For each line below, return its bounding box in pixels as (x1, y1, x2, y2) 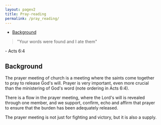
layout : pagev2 (5, 7, 36, 12)
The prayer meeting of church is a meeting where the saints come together (5, 75, 155, 81)
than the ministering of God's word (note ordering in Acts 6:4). (5, 85, 130, 91)
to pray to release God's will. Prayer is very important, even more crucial (5, 80, 149, 86)
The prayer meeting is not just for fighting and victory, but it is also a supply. (5, 114, 157, 120)
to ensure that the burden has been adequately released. (5, 105, 118, 111)
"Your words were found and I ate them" (16, 39, 98, 45)
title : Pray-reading (5, 12, 47, 16)
